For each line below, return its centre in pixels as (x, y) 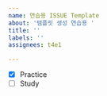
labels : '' (26, 38)
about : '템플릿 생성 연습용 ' (52, 23)
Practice (33, 75)
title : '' (25, 30)
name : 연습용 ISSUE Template (54, 15)
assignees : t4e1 (35, 45)
